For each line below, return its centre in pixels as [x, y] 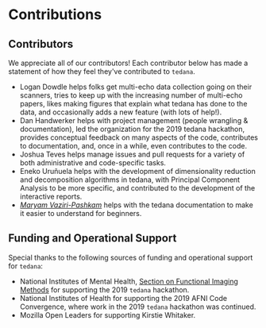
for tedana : [26, 266]
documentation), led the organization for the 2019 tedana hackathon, [132, 129]
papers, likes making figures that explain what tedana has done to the [133, 104]
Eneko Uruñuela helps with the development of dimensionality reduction [137, 171]
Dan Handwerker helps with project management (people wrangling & [134, 120]
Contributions [55, 15]
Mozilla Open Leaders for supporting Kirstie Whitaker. [108, 314]
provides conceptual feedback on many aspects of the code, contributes [139, 137]
